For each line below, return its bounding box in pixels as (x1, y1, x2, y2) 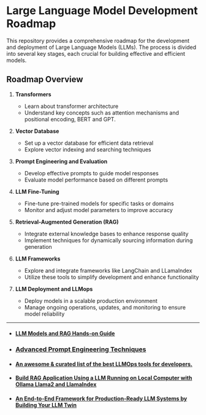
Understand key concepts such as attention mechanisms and (24, 109, 180, 116)
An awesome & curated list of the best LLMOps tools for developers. (15, 360, 193, 368)
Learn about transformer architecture (24, 102, 118, 110)
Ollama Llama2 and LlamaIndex (15, 381, 97, 388)
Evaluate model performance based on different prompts (24, 176, 169, 183)
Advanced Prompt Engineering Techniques (15, 345, 147, 354)
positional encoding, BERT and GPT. (24, 115, 116, 123)
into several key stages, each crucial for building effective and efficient (6, 50, 186, 57)
